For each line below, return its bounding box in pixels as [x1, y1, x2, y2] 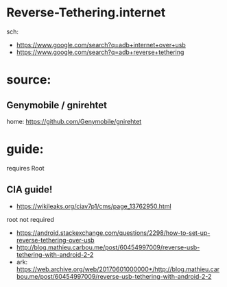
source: [6, 72, 51, 88]
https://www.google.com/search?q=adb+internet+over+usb [16, 40, 186, 49]
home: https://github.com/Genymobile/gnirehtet [6, 117, 142, 125]
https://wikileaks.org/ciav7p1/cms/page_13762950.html [16, 202, 172, 210]
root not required [6, 215, 54, 223]
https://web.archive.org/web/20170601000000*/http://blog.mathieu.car [16, 265, 220, 273]
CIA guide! [6, 184, 53, 196]
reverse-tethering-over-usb [16, 236, 95, 244]
